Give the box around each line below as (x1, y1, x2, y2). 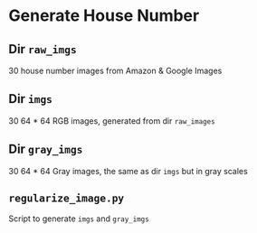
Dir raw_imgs (8, 42, 78, 57)
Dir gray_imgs (8, 142, 83, 157)
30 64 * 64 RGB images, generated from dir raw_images (8, 115, 215, 126)
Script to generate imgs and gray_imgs (8, 213, 150, 224)
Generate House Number (8, 5, 200, 26)
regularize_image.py (8, 191, 125, 205)
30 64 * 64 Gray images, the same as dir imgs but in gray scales (8, 165, 248, 176)
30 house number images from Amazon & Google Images (8, 65, 223, 76)
